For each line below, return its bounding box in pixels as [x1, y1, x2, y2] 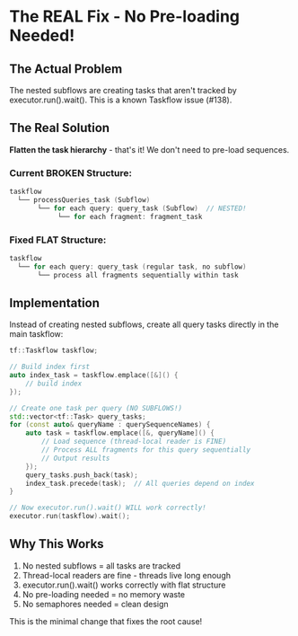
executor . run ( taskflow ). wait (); [9, 512, 130, 521]
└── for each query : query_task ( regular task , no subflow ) [17, 262, 247, 271]
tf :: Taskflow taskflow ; [9, 346, 99, 356]
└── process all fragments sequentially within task [37, 270, 240, 279]
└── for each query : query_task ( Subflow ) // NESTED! [37, 204, 247, 213]
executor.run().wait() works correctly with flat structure [22, 579, 226, 590]
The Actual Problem [9, 61, 123, 76]
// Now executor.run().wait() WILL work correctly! [9, 503, 206, 513]
